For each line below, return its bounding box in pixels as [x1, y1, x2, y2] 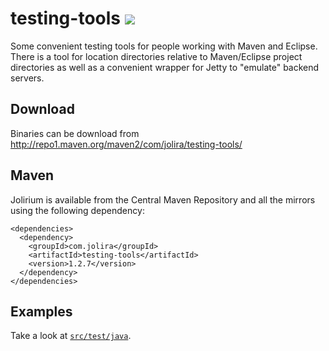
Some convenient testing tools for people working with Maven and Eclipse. [10, 40, 318, 52]
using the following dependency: [10, 204, 145, 216]
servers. [10, 72, 45, 84]
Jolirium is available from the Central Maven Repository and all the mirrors [10, 193, 316, 206]
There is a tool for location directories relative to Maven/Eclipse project [10, 50, 303, 62]
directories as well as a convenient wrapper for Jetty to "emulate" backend [10, 61, 320, 73]
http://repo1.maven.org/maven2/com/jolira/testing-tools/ [10, 138, 243, 150]
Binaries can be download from [10, 127, 140, 139]
